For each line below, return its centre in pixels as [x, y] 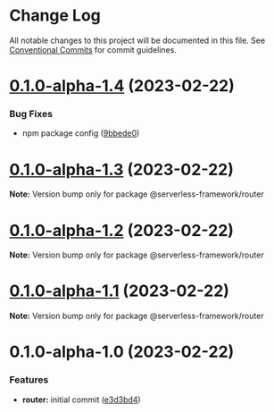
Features [29, 380]
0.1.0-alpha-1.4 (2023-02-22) [122, 86]
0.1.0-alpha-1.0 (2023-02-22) [122, 352]
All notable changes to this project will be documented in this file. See [137, 40]
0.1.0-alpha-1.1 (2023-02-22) [120, 291]
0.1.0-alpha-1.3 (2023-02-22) [121, 169]
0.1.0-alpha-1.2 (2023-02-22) [122, 230]
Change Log [55, 16]
